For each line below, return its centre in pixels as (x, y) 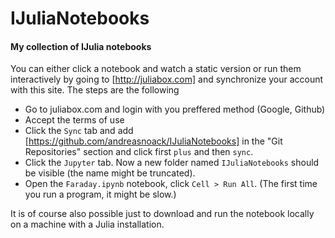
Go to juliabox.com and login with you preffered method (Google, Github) (175, 109)
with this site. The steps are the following (95, 90)
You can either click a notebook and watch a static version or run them (156, 69)
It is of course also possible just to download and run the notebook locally (162, 214)
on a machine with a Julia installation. (87, 224)
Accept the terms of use (74, 120)
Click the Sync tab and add (79, 131)
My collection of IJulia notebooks (81, 46)
